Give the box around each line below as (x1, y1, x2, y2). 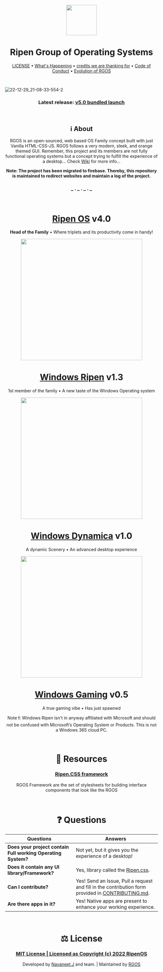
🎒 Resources (55, 754, 108, 765)
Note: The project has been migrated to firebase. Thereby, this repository (6, 168, 157, 174)
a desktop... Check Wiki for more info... (42, 158, 121, 165)
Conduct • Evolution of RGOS (52, 68, 111, 74)
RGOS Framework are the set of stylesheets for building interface (16, 782, 147, 788)
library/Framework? (7, 870, 54, 876)
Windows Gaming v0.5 (34, 689, 129, 700)
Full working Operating (7, 850, 62, 856)
